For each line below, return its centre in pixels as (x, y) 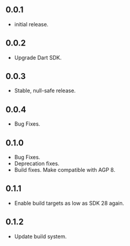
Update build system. (40, 236)
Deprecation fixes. (37, 163)
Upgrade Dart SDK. (38, 57)
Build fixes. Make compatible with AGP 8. (65, 170)
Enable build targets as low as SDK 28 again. (69, 203)
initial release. (31, 24)
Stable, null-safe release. (45, 91)
